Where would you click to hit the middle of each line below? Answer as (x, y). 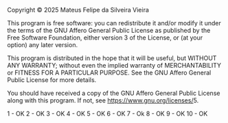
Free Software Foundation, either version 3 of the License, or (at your (105, 38)
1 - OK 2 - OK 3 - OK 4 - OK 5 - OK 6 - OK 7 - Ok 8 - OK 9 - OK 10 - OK (107, 113)
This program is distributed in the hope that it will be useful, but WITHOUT (112, 58)
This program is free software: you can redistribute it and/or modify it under (114, 23)
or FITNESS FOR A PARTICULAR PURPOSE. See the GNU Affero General (109, 72)
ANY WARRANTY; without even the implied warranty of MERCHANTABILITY (114, 65)
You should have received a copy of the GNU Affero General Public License (114, 93)
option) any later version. (42, 45)
